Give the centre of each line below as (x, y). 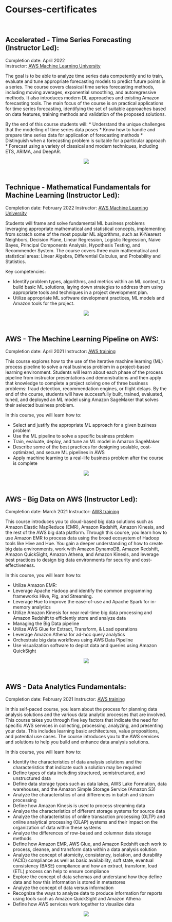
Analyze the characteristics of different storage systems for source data (89, 811)
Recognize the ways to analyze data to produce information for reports (88, 893)
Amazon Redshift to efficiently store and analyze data (69, 618)
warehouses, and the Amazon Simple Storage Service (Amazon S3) (84, 789)
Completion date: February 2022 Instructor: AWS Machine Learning (77, 207)
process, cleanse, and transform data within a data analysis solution (85, 849)
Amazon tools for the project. (44, 303)
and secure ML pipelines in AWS (71, 453)
